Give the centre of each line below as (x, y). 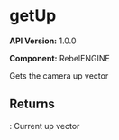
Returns (32, 104)
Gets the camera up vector (59, 75)
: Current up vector (45, 126)
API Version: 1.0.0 (43, 41)
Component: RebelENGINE (59, 58)
